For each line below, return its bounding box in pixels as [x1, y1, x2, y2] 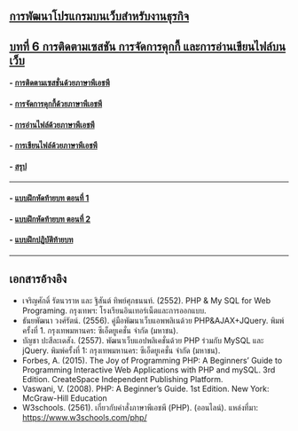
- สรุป [9, 161, 27, 171]
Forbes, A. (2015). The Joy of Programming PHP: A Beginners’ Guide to [21, 355, 283, 365]
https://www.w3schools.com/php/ [21, 411, 148, 422]
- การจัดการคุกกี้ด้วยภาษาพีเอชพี [9, 98, 103, 109]
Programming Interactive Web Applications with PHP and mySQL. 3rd [21, 364, 276, 375]
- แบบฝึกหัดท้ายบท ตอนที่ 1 [9, 192, 90, 203]
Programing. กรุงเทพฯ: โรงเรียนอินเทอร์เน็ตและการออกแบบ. [21, 305, 207, 316]
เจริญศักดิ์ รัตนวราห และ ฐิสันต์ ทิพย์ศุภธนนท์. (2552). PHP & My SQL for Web [21, 294, 271, 306]
